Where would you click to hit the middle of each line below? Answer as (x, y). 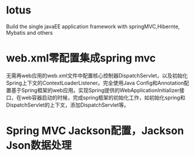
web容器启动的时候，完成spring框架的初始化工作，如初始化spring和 (103, 97)
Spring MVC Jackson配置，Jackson (95, 131)
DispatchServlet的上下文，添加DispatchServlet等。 (68, 105)
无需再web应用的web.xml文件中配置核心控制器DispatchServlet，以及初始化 (97, 75)
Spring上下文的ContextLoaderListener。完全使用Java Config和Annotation (95, 83)
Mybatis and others (30, 32)
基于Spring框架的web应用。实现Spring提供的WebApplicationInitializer (95, 90)
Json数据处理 (39, 146)
